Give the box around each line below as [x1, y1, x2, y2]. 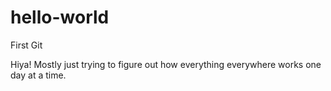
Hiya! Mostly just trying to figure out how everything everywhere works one [10, 58, 322, 70]
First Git [10, 39, 43, 51]
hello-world [10, 6, 110, 29]
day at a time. [10, 69, 67, 81]
